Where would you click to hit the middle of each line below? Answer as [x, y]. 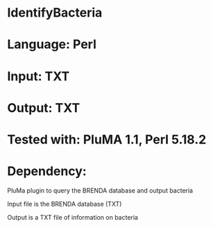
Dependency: [47, 172]
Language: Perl [52, 45]
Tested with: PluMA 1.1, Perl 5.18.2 [107, 139]
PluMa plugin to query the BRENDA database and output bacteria [100, 190]
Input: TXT [39, 76]
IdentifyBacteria [55, 13]
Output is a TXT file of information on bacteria [73, 217]
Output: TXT [44, 108]
